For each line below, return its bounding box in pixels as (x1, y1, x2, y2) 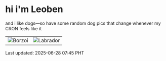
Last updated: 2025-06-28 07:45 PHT (5, 49, 85, 56)
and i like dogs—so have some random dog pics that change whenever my (5, 20, 161, 26)
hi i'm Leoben (5, 4, 63, 15)
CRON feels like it (5, 25, 42, 31)
